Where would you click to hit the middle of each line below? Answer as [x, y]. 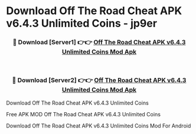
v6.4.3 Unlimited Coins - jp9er [82, 23]
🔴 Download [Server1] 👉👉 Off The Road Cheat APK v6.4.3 [99, 43]
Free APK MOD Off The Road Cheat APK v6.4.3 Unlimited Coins [84, 114]
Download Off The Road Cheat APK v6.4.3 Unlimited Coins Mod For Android [99, 126]
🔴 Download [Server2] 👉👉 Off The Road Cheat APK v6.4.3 [99, 80]
